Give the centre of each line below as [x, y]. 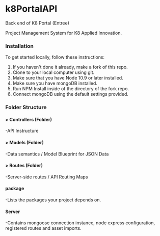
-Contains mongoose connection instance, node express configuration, [80, 223]
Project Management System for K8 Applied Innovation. [64, 33]
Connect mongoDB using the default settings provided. [71, 94]
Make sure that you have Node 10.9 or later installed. [68, 78]
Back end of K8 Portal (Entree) [37, 23]
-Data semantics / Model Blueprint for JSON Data [57, 154]
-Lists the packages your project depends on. [53, 200]
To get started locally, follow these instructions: [55, 57]
